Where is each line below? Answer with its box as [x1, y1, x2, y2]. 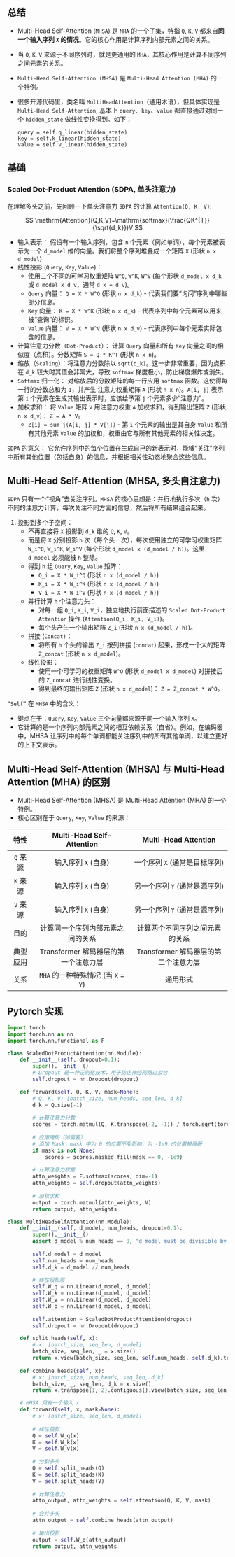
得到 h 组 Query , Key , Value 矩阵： [27, 562, 123, 570]
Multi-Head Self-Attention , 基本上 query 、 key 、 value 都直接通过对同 [17, 106, 218, 114]
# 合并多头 [32, 1510, 60, 1517]
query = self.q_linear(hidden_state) [17, 129, 128, 136]
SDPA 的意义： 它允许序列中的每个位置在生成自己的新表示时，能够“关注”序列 [7, 444, 225, 452]
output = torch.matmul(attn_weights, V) [32, 1199, 152, 1206]
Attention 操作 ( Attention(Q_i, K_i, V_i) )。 [38, 614, 169, 623]
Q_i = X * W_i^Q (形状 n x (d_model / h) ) [38, 571, 159, 579]
